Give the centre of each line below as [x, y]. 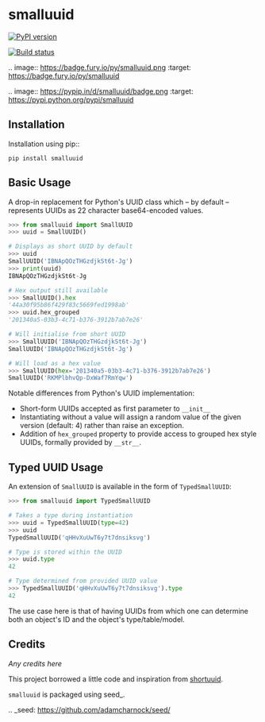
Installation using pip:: [44, 144]
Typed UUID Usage [56, 467]
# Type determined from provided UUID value [83, 581]
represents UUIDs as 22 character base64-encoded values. [106, 210]
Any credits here [35, 663]
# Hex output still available [58, 290]
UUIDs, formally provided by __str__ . [80, 442]
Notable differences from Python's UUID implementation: [102, 393]
